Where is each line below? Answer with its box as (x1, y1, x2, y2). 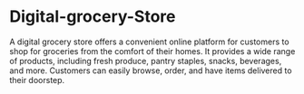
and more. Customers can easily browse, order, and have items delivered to (9, 65, 292, 76)
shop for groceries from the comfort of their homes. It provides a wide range (9, 45, 296, 56)
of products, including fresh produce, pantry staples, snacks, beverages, (9, 55, 282, 66)
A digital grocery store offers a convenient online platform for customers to (9, 36, 289, 47)
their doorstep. (9, 74, 65, 85)
